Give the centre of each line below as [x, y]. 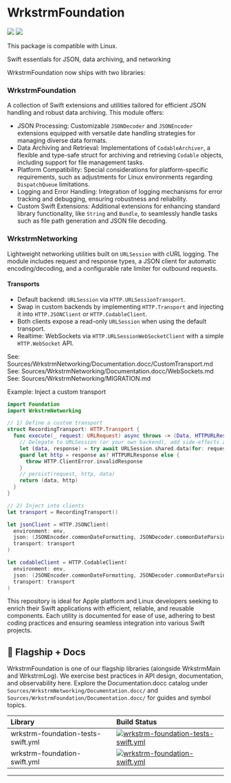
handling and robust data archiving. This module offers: [86, 113]
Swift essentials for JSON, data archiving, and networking [89, 59]
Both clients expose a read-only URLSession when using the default [112, 321]
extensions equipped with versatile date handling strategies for [106, 133]
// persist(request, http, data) [67, 474]
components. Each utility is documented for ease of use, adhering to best [111, 616]
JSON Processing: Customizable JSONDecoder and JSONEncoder [105, 126]
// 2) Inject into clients [46, 506]
